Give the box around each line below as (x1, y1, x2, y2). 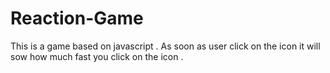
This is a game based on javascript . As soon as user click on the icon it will (10, 40, 321, 52)
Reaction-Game (10, 7, 144, 30)
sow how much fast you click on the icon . (10, 50, 184, 62)
